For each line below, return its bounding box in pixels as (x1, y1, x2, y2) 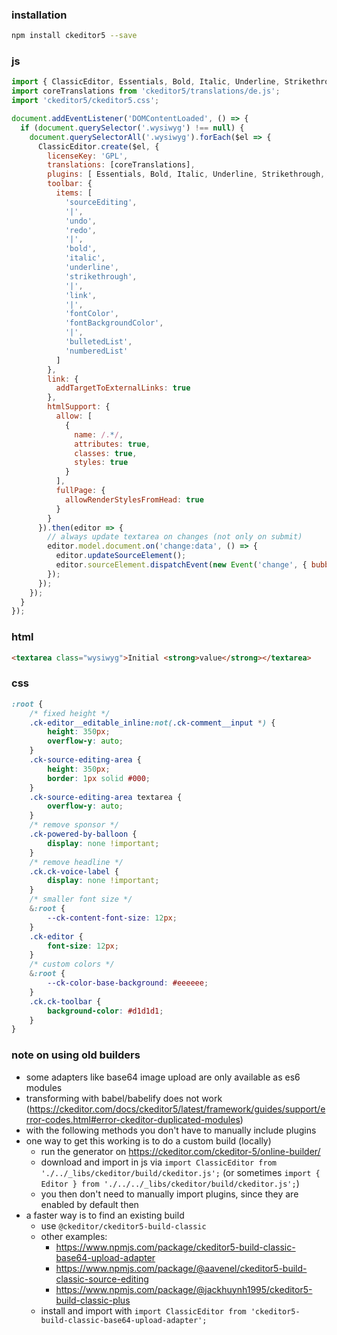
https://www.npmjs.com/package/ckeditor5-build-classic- (55, 1241, 296, 1253)
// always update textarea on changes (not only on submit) (47, 532, 303, 542)
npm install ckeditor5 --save (11, 31, 138, 41)
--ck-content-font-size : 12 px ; (47, 913, 178, 923)
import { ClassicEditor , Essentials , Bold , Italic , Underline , (11, 77, 281, 87)
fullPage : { (55, 486, 106, 496)
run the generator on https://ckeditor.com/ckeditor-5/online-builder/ (40, 1145, 321, 1157)
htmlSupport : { (47, 402, 111, 412)
